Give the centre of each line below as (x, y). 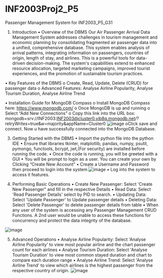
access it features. (31, 174)
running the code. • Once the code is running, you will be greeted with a (85, 154)
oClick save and (141, 124)
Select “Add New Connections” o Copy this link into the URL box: (70, 113)
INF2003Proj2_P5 (42, 9)
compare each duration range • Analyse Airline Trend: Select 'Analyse (82, 260)
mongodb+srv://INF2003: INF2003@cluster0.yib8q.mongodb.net (70, 118)
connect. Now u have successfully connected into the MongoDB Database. (81, 128)
